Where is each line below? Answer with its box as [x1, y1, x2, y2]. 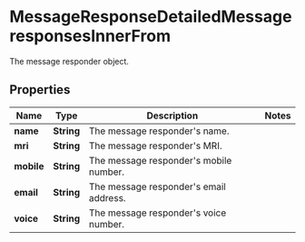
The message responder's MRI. [89, 139, 222, 152]
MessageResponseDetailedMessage [9, 6, 292, 27]
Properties [9, 82, 71, 97]
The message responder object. [9, 55, 130, 66]
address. [89, 191, 126, 204]
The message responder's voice [89, 207, 227, 219]
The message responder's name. [89, 125, 230, 137]
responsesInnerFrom [9, 25, 171, 46]
